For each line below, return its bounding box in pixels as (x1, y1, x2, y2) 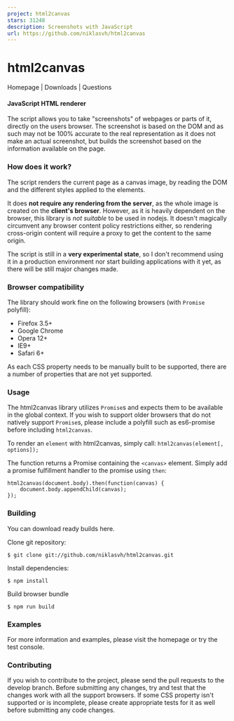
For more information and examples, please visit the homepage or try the (7, 635, 218, 643)
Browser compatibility (7, 282, 85, 291)
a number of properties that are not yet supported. (7, 369, 153, 378)
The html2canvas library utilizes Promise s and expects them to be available (7, 404, 223, 412)
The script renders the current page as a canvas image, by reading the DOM (7, 178, 228, 186)
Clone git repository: (7, 537, 67, 547)
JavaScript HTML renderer (7, 99, 86, 107)
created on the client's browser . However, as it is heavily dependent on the (7, 206, 226, 214)
